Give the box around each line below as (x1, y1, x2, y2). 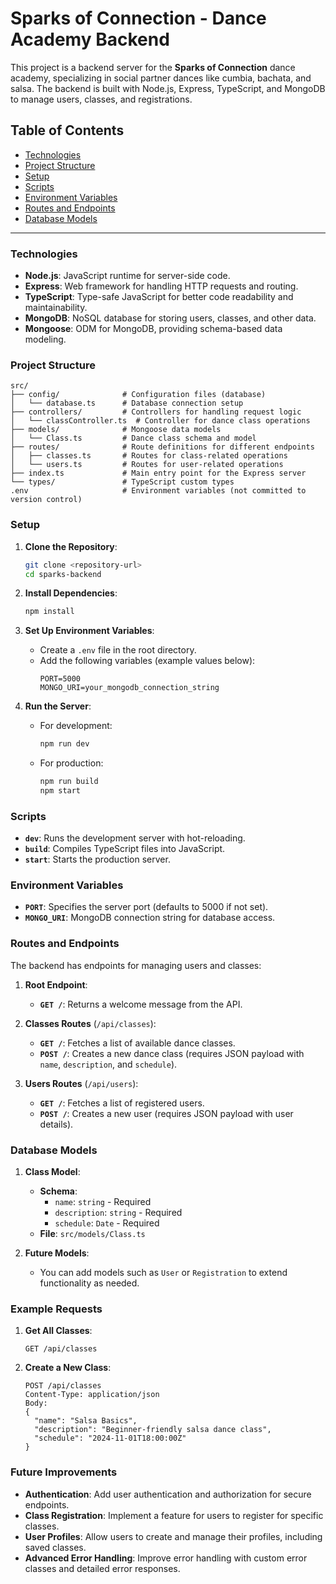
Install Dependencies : (24, 587, 118, 599)
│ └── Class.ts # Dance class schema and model (10, 433, 257, 444)
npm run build (39, 777, 99, 787)
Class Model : (24, 1166, 81, 1178)
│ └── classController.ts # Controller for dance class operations (10, 416, 311, 426)
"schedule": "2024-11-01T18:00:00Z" (34, 1433, 187, 1444)
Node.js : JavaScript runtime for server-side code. (24, 270, 231, 282)
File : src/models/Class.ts (39, 1228, 146, 1240)
